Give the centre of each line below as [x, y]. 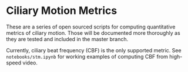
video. [30, 63]
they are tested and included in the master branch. [67, 39]
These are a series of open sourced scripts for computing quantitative [91, 27]
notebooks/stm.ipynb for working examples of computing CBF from [87, 56]
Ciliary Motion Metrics [62, 11]
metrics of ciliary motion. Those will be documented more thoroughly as [93, 33]
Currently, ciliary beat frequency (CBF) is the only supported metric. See [94, 50]
